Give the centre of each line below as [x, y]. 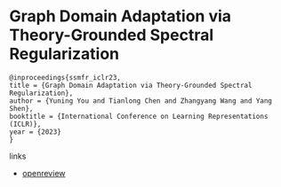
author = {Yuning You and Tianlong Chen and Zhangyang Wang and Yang [141, 101]
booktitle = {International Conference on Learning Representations [139, 116]
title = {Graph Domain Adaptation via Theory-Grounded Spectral [131, 85]
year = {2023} [36, 132]
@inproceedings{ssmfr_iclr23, [65, 77]
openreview [44, 173]
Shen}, [21, 108]
